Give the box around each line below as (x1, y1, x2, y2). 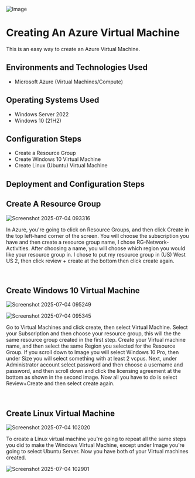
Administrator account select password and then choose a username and (6, 361, 183, 368)
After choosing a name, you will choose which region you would (31, 244, 186, 252)
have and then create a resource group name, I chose (6, 238, 136, 245)
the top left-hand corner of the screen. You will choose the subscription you (6, 232, 189, 239)
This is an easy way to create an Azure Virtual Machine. (6, 45, 141, 52)
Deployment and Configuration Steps (6, 179, 145, 189)
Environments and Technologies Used (6, 62, 148, 73)
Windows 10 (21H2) (14, 117, 61, 124)
